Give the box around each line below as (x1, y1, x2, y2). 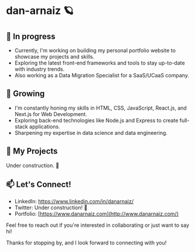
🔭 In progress (6, 31, 56, 41)
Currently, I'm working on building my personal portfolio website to (14, 47, 176, 54)
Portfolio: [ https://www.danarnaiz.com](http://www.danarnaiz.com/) (14, 210, 179, 217)
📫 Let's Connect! (6, 179, 71, 190)
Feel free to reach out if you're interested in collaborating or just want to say (6, 222, 189, 229)
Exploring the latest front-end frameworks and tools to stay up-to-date (14, 59, 186, 66)
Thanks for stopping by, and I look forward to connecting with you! (6, 239, 167, 246)
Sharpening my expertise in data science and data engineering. (14, 129, 168, 136)
